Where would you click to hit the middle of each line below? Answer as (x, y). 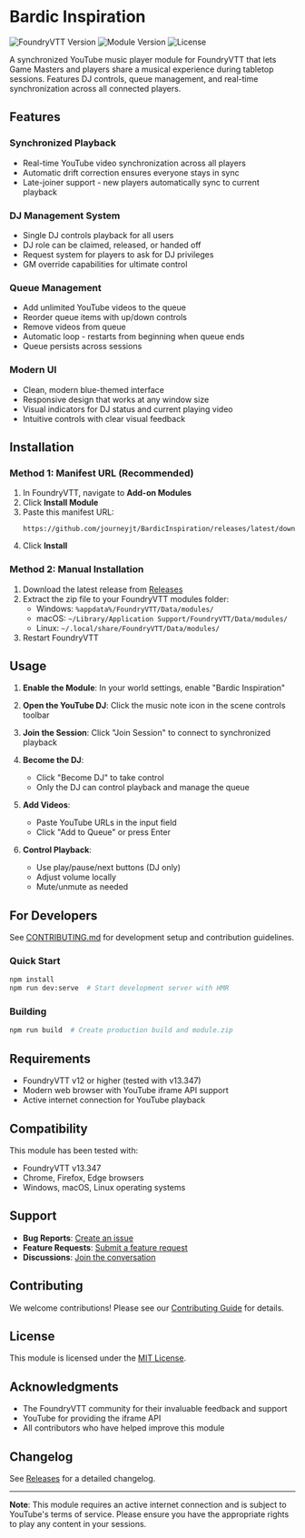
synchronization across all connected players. (95, 88)
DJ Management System (65, 216)
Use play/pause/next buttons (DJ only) (108, 868)
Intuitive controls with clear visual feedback (104, 418)
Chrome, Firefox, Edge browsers (83, 1177)
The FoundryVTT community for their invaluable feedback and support (155, 1409)
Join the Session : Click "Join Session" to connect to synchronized (146, 733)
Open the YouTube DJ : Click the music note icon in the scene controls (154, 706)
